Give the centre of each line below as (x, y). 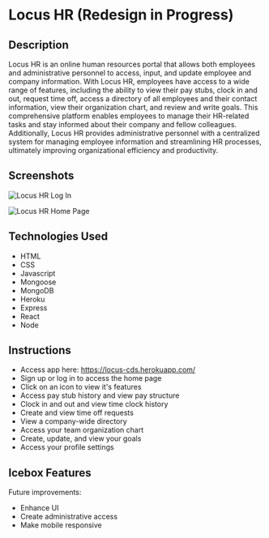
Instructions (40, 350)
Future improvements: (45, 493)
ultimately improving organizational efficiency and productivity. (113, 150)
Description (38, 45)
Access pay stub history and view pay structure (100, 395)
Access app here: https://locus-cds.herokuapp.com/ (108, 369)
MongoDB (37, 290)
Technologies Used (58, 237)
